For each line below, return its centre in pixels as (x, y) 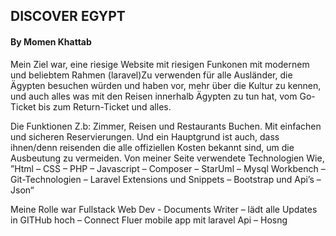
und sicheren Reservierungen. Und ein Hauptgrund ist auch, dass (145, 136)
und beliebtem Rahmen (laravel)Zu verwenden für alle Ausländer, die (151, 75)
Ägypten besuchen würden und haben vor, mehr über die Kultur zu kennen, (166, 85)
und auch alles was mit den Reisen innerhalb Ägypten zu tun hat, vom (154, 96)
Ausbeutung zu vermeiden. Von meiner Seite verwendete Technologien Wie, (167, 158)
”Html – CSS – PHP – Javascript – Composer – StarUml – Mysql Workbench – (168, 168)
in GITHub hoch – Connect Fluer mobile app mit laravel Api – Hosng (149, 220)
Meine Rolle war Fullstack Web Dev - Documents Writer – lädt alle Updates (164, 209)
